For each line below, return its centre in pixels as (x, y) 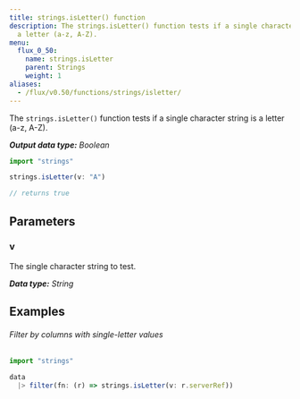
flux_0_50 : (37, 51)
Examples (37, 312)
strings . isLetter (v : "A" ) (57, 177)
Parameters (42, 221)
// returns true (39, 193)
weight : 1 (44, 76)
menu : (19, 42)
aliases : (25, 84)
